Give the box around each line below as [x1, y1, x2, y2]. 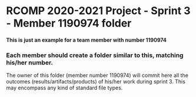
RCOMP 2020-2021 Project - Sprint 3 [6, 4, 191, 18]
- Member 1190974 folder [6, 16, 132, 30]
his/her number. [6, 58, 54, 66]
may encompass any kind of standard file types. [6, 84, 123, 92]
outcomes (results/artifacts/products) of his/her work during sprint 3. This [6, 78, 185, 85]
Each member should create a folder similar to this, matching [6, 51, 184, 59]
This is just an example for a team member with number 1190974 [6, 36, 167, 44]
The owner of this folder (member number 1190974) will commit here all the [6, 72, 188, 79]
